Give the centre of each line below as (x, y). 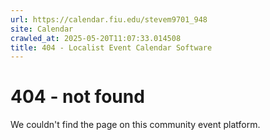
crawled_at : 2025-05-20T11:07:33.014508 (96, 38)
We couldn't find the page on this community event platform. (135, 125)
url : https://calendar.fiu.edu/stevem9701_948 (109, 19)
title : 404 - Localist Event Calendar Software (111, 47)
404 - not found (77, 97)
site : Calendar (42, 29)
